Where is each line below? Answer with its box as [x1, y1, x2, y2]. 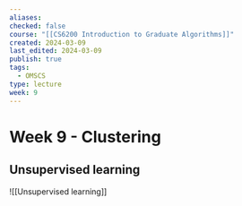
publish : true [9, 55, 63, 64]
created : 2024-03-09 [9, 38, 87, 47]
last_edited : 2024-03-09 [9, 47, 102, 56]
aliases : [9, 13, 42, 22]
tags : [9, 64, 30, 73]
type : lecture [9, 80, 63, 89]
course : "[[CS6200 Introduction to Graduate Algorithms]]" [9, 30, 235, 39]
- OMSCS [17, 72, 47, 81]
